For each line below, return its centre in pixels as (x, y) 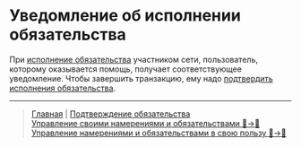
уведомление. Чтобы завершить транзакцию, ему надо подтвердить (141, 78)
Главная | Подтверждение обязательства (111, 114)
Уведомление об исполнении (125, 16)
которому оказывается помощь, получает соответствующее (125, 69)
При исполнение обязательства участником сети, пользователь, (133, 59)
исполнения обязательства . (63, 88)
